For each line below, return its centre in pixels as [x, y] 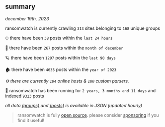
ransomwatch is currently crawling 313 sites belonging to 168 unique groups [83, 28]
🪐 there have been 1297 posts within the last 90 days [60, 58]
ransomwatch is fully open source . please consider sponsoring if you [88, 115]
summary [20, 7]
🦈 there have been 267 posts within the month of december [64, 48]
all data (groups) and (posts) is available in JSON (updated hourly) [74, 105]
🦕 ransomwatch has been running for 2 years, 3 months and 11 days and [81, 90]
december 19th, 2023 [27, 18]
